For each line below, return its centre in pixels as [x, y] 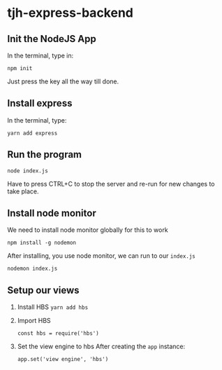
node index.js [28, 171]
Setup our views [43, 290]
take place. [23, 191]
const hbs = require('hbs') [58, 334]
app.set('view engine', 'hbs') [63, 359]
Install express [40, 103]
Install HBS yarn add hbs [53, 307]
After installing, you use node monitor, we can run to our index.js [101, 256]
